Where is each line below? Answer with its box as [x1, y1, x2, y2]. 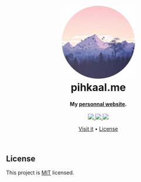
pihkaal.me [70, 81, 126, 94]
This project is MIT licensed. [6, 169, 74, 176]
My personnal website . [70, 100, 127, 107]
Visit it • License [78, 125, 118, 132]
